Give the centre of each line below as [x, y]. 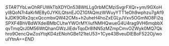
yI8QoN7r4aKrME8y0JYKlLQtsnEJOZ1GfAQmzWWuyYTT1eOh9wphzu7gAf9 [84, 12]
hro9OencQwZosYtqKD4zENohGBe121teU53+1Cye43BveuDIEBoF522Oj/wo [84, 34]
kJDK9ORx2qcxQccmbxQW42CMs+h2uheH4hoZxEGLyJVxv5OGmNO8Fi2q [84, 18]
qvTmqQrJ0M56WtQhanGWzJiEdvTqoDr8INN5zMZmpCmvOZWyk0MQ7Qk [84, 28]
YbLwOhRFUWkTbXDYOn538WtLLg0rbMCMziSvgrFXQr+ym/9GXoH [91, 7]
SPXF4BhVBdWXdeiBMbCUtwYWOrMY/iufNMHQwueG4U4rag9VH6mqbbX [84, 23]
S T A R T [12, 7]
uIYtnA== [15, 39]
